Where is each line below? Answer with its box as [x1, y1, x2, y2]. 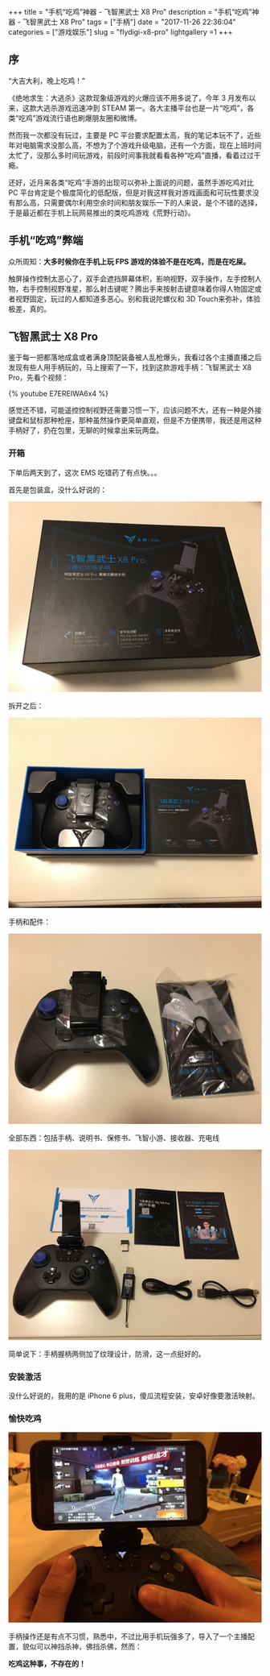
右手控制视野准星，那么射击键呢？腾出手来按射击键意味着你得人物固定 [22, 284, 255, 293]
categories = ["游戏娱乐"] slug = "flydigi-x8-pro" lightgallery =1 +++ [8, 27, 233, 36]
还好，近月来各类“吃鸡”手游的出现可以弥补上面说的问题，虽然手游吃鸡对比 [8, 177, 255, 187]
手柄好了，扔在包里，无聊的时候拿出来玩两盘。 [8, 425, 163, 435]
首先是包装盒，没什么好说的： [8, 484, 107, 494]
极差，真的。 [8, 304, 51, 313]
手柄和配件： [8, 917, 51, 927]
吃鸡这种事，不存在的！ [8, 1659, 86, 1669]
